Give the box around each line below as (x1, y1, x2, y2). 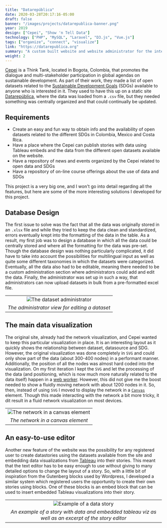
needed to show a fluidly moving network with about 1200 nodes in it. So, (5, 381, 156, 387)
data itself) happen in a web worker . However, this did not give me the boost (5, 376, 162, 382)
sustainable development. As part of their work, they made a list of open (5, 77, 153, 83)
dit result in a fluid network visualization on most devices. (5, 397, 123, 403)
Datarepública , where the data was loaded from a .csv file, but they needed (5, 93, 160, 99)
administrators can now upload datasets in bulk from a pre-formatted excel (5, 280, 159, 286)
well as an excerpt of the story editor (40, 515, 127, 522)
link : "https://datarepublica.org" (5, 44, 79, 49)
